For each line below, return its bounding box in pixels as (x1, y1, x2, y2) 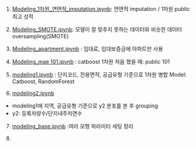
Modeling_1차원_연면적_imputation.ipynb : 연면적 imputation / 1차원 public (12, 5, 190, 12)
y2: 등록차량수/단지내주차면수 (12, 110, 83, 117)
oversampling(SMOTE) (12, 33, 69, 39)
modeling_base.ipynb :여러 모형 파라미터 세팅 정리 (12, 123, 133, 129)
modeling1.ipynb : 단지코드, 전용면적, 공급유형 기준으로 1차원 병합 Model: (12, 71, 187, 78)
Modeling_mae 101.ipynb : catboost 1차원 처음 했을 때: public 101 (12, 58, 170, 65)
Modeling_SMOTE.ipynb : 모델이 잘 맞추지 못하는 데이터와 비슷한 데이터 (12, 26, 182, 33)
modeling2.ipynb (12, 90, 55, 97)
